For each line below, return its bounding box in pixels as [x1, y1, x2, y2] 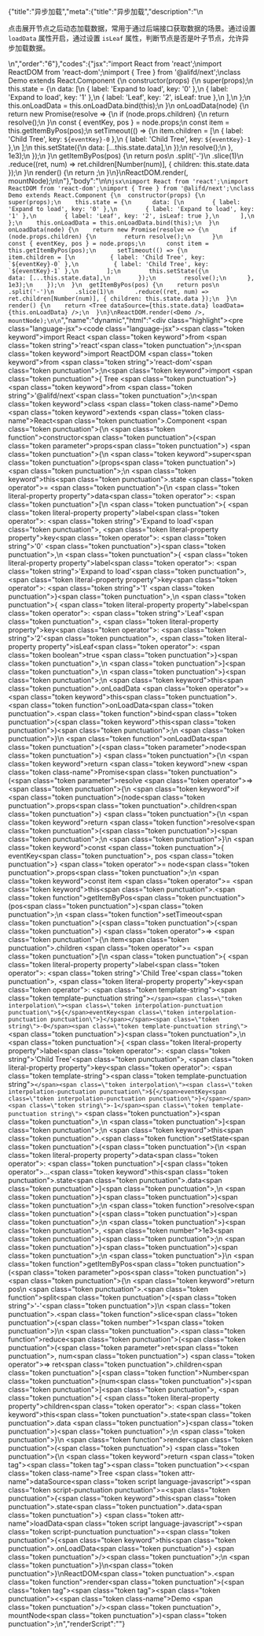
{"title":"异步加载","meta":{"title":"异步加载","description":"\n [8, 7, 203, 16]
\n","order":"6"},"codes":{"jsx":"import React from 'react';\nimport [8, 59, 222, 69]
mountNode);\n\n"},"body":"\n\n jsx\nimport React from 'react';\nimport [8, 176, 249, 185]
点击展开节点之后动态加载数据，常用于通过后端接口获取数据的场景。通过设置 [8, 24, 256, 33]
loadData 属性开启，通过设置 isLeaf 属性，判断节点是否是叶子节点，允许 [8, 34, 243, 43]
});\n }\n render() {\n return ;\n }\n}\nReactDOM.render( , [8, 168, 189, 177]
